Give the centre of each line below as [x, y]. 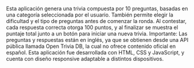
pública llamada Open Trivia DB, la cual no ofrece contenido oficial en [91, 46]
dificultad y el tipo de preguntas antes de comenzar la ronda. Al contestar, [96, 21]
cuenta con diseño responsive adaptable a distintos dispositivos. [85, 59]
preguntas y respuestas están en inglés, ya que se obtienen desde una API [97, 40]
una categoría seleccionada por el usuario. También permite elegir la [90, 15]
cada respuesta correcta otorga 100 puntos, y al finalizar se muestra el [92, 27]
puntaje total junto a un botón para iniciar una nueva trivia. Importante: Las [97, 34]
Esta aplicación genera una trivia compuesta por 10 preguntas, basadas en [97, 9]
